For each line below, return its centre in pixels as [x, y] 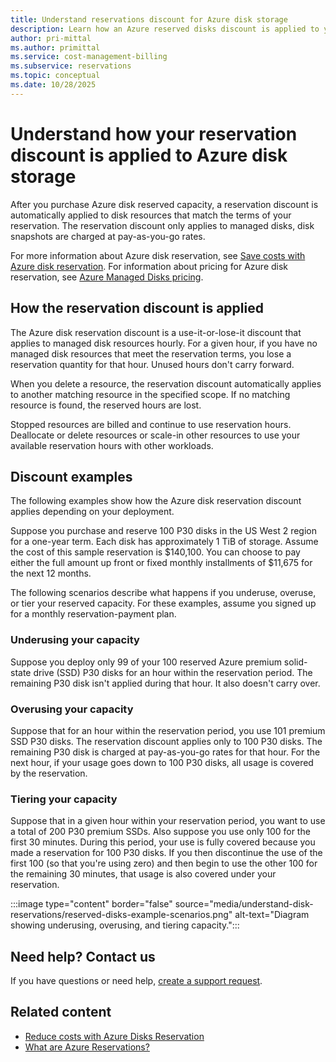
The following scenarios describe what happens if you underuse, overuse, [163, 593]
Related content [61, 1012]
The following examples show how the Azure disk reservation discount [156, 501]
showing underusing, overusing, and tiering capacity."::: [125, 925]
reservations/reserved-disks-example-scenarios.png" [121, 915]
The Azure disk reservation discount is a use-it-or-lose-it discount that [156, 332]
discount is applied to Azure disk [149, 155]
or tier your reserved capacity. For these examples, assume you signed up [163, 603]
